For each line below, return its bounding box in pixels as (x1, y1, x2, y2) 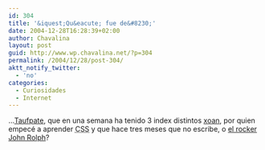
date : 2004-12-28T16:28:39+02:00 (8, 26, 120, 34)
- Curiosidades (15, 86, 67, 95)
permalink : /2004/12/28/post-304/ (8, 57, 124, 65)
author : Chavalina (8, 34, 70, 43)
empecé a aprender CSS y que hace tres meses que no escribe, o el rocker (8, 124, 258, 134)
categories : (8, 79, 48, 87)
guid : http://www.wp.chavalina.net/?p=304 (8, 49, 153, 57)
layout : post (8, 42, 52, 50)
